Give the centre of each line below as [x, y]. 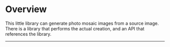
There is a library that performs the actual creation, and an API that [75, 28]
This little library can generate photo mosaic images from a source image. [82, 23]
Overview [26, 9]
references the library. [28, 34]
